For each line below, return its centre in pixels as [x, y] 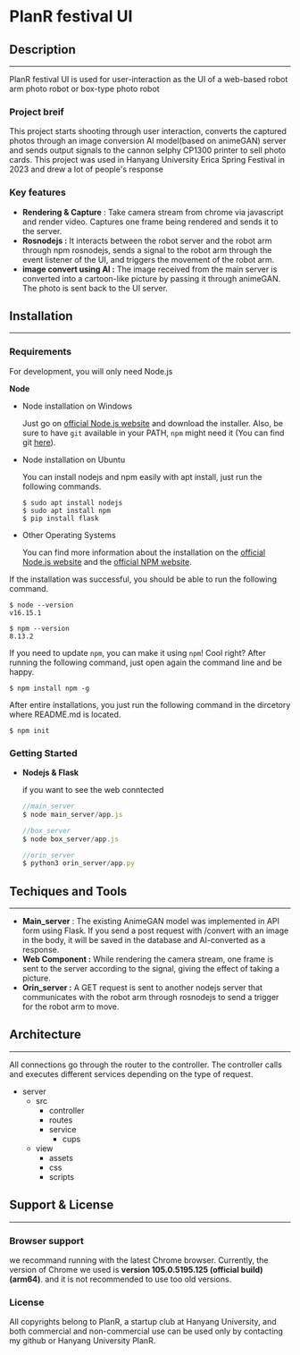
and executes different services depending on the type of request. [131, 1073]
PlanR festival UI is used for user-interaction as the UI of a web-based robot [149, 79]
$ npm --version [39, 628]
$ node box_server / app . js [70, 839]
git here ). [39, 442]
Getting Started [43, 753]
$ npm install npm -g [50, 688]
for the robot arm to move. [71, 1006]
